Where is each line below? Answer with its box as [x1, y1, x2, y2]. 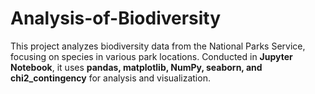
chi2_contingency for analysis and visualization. [10, 72, 211, 84]
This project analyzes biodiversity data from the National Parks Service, [10, 40, 306, 52]
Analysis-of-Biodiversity [10, 7, 222, 30]
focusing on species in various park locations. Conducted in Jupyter [10, 50, 293, 62]
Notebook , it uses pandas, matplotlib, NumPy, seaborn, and [10, 61, 263, 73]
